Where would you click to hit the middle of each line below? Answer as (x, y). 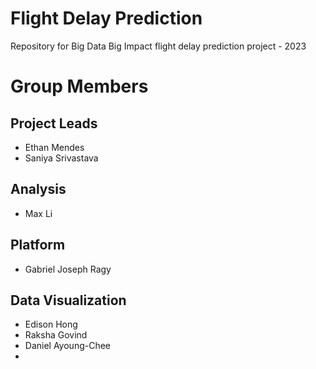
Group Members (79, 86)
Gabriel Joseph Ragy (68, 269)
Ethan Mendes (54, 147)
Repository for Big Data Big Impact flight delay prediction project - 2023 (158, 46)
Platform (38, 245)
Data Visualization (68, 300)
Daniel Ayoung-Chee (68, 346)
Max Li (38, 213)
